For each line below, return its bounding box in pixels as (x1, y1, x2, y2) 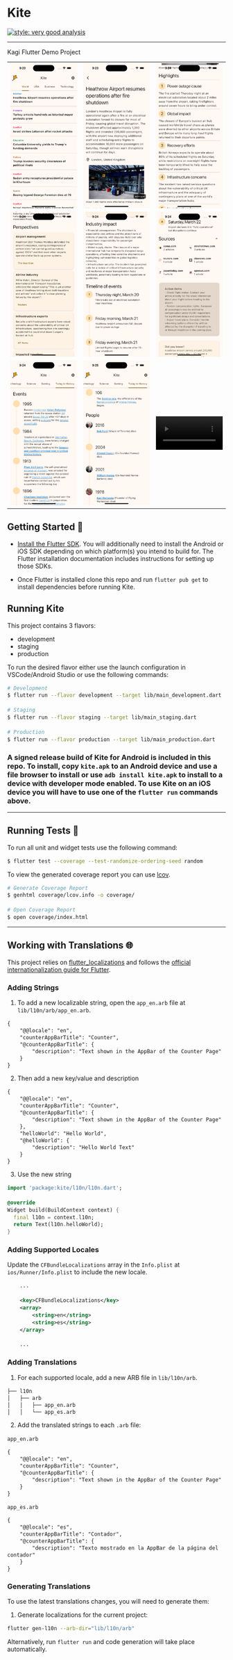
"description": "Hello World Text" (32, 1144, 135, 1151)
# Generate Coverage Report (7, 884, 89, 891)
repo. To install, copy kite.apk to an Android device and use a (7, 761, 218, 771)
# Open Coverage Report (7, 906, 76, 913)
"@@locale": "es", (19, 1524, 73, 1531)
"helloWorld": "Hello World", (19, 1130, 107, 1137)
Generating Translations (7, 1581, 91, 1591)
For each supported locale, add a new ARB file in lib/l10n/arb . (17, 1373, 198, 1381)
